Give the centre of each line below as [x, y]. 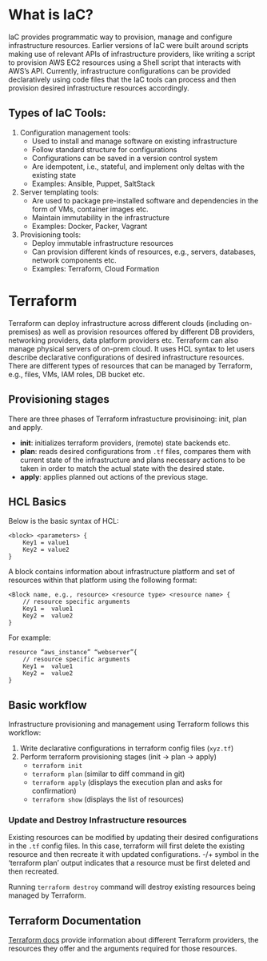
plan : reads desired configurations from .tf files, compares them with [135, 451]
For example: [30, 637]
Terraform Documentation [75, 921]
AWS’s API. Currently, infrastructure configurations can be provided [120, 70]
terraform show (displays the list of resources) [108, 799]
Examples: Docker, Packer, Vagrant [90, 226]
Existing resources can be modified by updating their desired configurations [133, 838]
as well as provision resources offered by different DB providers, [149, 332]
